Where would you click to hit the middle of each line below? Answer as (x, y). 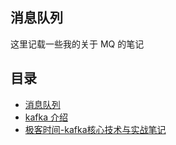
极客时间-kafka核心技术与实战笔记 (95, 129)
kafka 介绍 (46, 117)
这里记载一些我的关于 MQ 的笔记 (77, 44)
